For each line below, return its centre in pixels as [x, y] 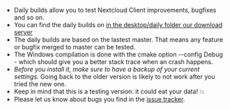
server [23, 32]
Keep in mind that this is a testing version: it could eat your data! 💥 [109, 91]
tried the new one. [40, 84]
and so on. [29, 17]
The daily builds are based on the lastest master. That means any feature [118, 40]
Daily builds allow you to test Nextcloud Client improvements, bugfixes [115, 10]
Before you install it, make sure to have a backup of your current [107, 69]
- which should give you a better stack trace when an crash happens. [113, 62]
